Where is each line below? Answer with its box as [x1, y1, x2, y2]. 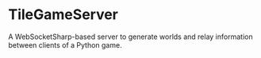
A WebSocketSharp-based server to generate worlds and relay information [8, 32, 253, 41]
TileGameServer [8, 6, 119, 24]
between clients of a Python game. [8, 40, 122, 49]
